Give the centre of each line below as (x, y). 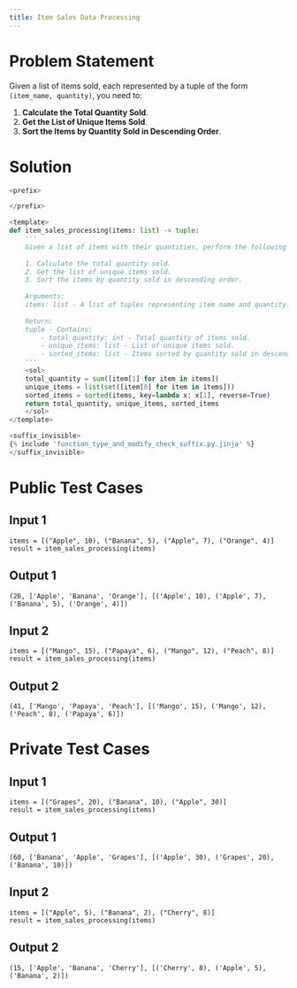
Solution (41, 167)
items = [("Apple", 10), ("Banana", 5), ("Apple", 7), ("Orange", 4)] (142, 541)
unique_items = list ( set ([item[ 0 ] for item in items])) (130, 387)
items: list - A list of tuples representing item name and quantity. (158, 305)
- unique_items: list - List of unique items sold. (138, 346)
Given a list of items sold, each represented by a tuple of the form (129, 86)
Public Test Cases (76, 487)
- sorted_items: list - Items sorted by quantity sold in (150, 354)
